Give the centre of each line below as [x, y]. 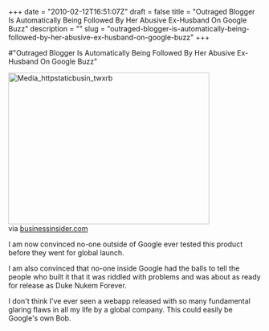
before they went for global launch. [66, 252]
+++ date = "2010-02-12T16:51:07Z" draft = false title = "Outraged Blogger [132, 12]
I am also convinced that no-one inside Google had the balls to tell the [124, 268]
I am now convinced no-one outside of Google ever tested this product [126, 244]
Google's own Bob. [40, 318]
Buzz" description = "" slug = [57, 29]
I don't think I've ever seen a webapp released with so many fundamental [129, 301]
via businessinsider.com [48, 228]
